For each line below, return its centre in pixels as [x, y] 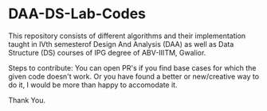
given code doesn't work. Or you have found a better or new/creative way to [134, 76]
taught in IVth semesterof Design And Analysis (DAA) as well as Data [121, 44]
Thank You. [27, 100]
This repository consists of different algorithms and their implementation [127, 36]
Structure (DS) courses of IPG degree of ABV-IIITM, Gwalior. [107, 52]
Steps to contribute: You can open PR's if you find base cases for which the [132, 67]
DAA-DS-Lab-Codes [77, 14]
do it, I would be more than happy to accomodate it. [93, 85]
